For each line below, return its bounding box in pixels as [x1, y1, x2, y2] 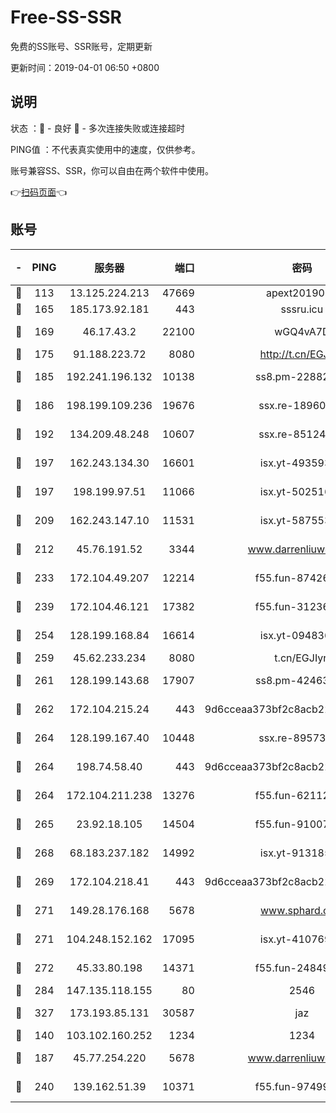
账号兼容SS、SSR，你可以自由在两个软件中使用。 [10, 164, 214, 176]
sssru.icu [280, 302, 324, 316]
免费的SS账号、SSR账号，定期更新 [10, 40, 153, 52]
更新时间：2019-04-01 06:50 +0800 [10, 61, 160, 73]
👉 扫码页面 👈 [10, 186, 68, 198]
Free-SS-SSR [10, 6, 122, 29]
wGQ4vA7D [274, 324, 330, 338]
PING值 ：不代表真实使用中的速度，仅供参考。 [10, 143, 201, 155]
